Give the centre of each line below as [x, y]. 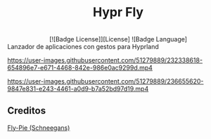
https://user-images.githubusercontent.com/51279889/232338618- [105, 60]
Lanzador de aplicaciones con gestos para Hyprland [83, 46]
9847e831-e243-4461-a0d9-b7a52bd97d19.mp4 [78, 88]
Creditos [27, 111]
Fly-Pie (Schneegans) [39, 128]
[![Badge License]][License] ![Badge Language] [118, 39]
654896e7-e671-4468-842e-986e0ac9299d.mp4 [80, 67]
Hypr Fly [118, 12]
